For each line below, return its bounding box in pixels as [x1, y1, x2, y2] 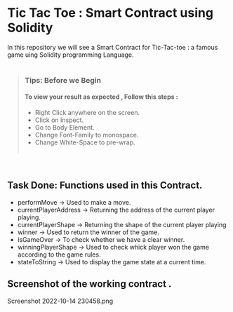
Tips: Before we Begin [24, 75, 102, 85]
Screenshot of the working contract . [7, 278, 172, 290]
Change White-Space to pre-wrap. [34, 138, 135, 147]
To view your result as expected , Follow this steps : [24, 93, 178, 101]
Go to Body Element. [34, 123, 95, 132]
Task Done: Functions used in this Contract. [7, 179, 203, 191]
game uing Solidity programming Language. [7, 50, 135, 59]
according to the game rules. [17, 250, 101, 259]
